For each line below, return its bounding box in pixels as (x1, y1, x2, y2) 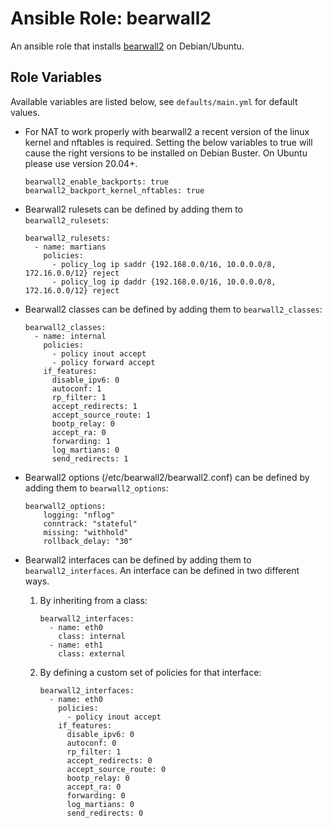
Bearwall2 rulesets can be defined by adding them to (24, 203, 243, 215)
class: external (58, 648, 126, 659)
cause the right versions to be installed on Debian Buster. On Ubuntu (24, 147, 308, 159)
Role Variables (10, 69, 102, 86)
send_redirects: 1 (51, 453, 129, 464)
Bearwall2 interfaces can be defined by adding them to (24, 553, 252, 566)
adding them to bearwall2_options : (24, 482, 169, 494)
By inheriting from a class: (39, 594, 148, 606)
